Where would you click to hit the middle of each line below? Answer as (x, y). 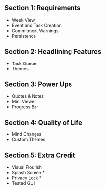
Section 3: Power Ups (38, 85)
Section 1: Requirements (43, 8)
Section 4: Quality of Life (44, 122)
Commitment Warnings (35, 31)
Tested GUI (23, 183)
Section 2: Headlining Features (53, 52)
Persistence (24, 36)
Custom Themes (29, 140)
